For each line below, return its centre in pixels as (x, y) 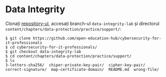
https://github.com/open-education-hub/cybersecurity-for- (97, 38)
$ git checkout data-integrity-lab (43, 52)
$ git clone (18, 38)
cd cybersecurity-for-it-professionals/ (54, 47)
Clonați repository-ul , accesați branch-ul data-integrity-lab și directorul (82, 23)
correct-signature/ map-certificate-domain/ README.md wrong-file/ (82, 69)
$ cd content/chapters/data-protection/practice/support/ (68, 56)
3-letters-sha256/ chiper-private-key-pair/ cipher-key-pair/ (75, 65)
